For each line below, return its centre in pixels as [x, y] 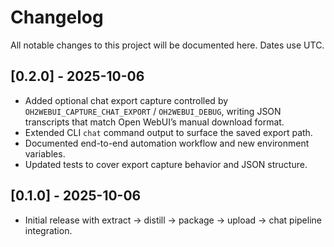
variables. [45, 153]
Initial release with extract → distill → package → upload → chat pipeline [173, 220]
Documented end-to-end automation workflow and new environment [167, 143]
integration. [48, 230]
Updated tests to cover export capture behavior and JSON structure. [166, 164]
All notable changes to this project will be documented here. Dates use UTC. [167, 45]
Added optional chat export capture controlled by [126, 100]
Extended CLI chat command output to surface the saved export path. [168, 132]
